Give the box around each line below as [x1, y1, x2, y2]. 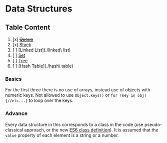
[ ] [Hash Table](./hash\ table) [12, 63, 73, 69]
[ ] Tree [12, 58, 28, 63]
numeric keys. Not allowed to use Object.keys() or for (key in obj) [5, 92, 147, 98]
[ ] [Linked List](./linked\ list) [12, 47, 71, 53]
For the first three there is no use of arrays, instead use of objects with [5, 87, 150, 93]
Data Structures [5, 3, 72, 15]
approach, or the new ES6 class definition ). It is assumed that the [24, 126, 158, 133]
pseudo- [144, 121, 162, 127]
